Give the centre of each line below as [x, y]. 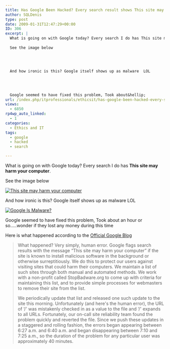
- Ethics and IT [27, 128]
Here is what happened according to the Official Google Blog [69, 235]
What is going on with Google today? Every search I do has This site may [82, 166]
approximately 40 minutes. [45, 341]
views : [12, 104]
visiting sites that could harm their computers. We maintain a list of [87, 267]
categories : [18, 123]
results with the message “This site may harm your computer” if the [88, 251]
